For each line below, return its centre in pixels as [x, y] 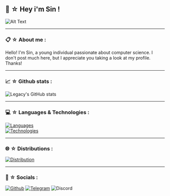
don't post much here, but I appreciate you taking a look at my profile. [78, 58]
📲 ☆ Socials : [22, 177]
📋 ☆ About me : [26, 39]
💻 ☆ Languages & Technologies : [47, 113]
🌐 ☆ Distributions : [29, 149]
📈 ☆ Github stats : [29, 81]
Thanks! [14, 63]
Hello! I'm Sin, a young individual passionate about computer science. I [79, 53]
